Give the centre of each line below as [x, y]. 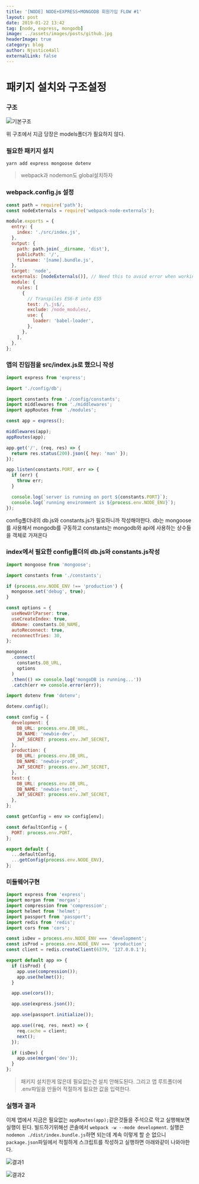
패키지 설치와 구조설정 [56, 87]
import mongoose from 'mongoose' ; [49, 565]
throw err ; [30, 481]
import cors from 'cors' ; [38, 928]
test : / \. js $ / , [46, 304]
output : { [23, 243]
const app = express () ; [36, 421]
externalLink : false [32, 56]
